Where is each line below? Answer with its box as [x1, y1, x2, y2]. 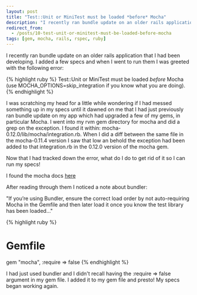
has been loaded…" [6, 208, 53, 214]
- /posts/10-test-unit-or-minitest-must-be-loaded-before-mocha [11, 30, 172, 36]
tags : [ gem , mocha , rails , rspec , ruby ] [6, 36, 107, 42]
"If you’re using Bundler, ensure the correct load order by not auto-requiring [6, 195, 189, 202]
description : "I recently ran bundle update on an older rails [6, 19, 164, 25]
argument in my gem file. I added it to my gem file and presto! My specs [6, 276, 180, 283]
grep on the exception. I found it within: [6, 124, 101, 131]
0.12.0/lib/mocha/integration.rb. [6, 131, 82, 138]
